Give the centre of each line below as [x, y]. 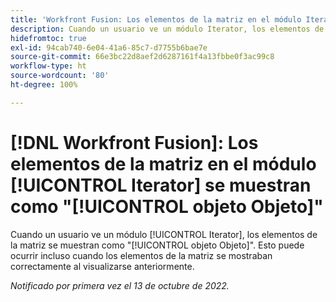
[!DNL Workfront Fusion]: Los [134, 142]
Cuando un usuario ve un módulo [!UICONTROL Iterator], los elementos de [164, 234]
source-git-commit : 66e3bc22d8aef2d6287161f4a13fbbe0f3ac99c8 [142, 57]
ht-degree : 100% [44, 85]
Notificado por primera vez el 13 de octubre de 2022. [120, 285]
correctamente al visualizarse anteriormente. [102, 266]
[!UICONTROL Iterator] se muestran [161, 185]
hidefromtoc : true [48, 38]
